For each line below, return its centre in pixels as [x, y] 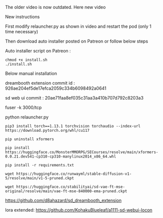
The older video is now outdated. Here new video [55, 7]
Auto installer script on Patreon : [38, 51]
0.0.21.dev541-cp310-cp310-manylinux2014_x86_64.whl [61, 157]
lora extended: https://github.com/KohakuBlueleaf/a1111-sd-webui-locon [79, 210]
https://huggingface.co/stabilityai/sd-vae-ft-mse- [71, 187]
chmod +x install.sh [27, 60]
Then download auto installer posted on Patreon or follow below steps [77, 41]
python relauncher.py [27, 117]
